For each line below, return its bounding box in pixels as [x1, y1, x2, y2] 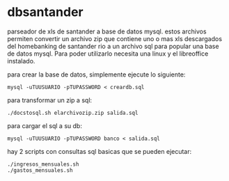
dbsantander [7, 4, 84, 20]
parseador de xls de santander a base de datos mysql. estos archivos [7, 27, 207, 36]
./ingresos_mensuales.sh [7, 161, 79, 168]
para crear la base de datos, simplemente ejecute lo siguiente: [7, 70, 186, 79]
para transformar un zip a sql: [7, 95, 93, 104]
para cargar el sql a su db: [7, 121, 82, 129]
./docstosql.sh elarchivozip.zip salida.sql [7, 109, 139, 116]
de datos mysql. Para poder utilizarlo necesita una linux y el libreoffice [7, 49, 209, 58]
